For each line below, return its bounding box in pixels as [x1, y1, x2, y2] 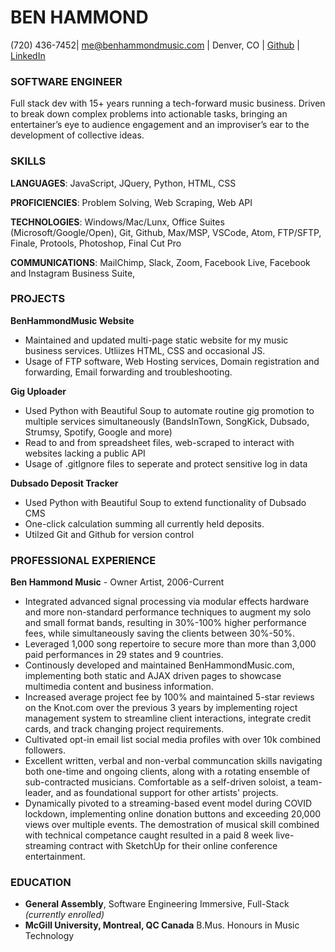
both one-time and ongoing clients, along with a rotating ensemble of [24, 766, 311, 778]
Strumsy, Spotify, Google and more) [24, 426, 173, 438]
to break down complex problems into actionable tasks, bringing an [10, 108, 288, 120]
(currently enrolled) [24, 909, 105, 921]
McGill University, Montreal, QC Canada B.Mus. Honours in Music [24, 919, 300, 931]
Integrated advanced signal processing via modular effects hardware [24, 596, 310, 608]
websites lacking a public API [24, 447, 146, 459]
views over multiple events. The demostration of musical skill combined [24, 819, 320, 831]
